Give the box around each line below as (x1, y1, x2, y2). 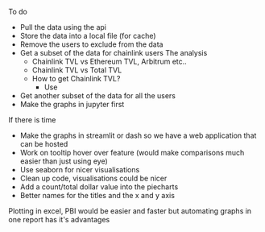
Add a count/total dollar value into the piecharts (19, 182, 179, 192)
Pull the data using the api (19, 23, 107, 31)
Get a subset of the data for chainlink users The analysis (19, 48, 208, 57)
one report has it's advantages (8, 215, 110, 224)
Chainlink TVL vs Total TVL (31, 65, 122, 75)
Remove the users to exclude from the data (19, 39, 164, 49)
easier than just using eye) (19, 156, 109, 166)
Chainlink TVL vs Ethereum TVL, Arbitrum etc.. (31, 56, 187, 66)
